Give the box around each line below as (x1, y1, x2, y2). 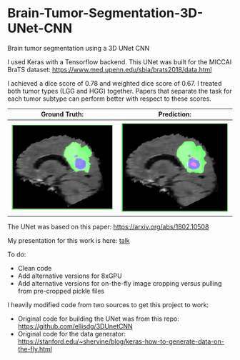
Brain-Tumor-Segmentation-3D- (7, 5, 204, 21)
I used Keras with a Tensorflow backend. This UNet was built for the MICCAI (7, 57, 232, 66)
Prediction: (158, 110, 191, 119)
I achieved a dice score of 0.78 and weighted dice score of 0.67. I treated (7, 79, 222, 87)
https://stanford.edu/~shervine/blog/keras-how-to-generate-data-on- (17, 337, 225, 346)
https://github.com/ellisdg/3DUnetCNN (17, 322, 134, 330)
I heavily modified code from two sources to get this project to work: (7, 301, 209, 309)
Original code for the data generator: (17, 330, 126, 338)
